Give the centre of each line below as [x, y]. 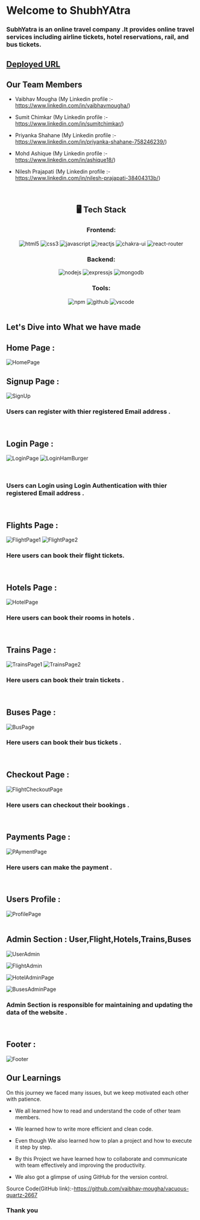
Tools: [101, 288]
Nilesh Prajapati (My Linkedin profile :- [63, 172]
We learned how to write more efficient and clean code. [84, 1129]
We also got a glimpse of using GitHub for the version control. [92, 1176]
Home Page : [31, 348]
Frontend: [101, 230]
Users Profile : [33, 899]
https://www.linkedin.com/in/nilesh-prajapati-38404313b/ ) [88, 178]
